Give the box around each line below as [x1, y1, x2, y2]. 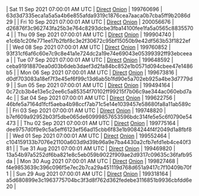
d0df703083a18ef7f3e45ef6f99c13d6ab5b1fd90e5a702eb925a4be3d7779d [6, 75, 193, 82]
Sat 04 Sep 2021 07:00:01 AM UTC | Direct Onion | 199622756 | [20, 94, 176, 101]
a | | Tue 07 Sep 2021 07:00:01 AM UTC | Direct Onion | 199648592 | [6, 57, 173, 63]
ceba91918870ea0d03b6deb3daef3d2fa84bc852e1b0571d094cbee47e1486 [6, 63, 193, 70]
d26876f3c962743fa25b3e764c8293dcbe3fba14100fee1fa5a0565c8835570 [6, 24, 194, 32]
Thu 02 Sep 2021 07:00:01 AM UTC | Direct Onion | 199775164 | [23, 120, 179, 126]
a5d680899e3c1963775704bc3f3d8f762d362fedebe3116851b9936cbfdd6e [6, 176, 192, 183]
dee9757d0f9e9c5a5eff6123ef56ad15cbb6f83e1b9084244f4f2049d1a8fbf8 [6, 126, 192, 133]
